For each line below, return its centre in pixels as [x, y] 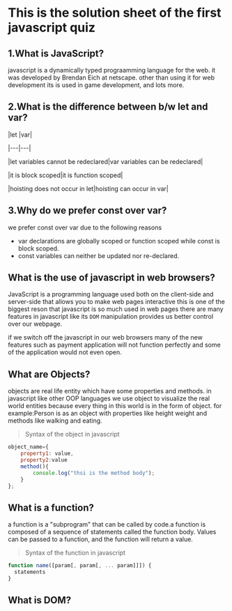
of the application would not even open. [65, 352]
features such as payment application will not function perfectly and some [115, 345]
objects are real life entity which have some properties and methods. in [110, 391]
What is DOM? [40, 600]
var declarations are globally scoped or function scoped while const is [119, 241]
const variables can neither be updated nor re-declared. [99, 255]
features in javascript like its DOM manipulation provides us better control [111, 317]
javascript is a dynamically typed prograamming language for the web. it [111, 70]
